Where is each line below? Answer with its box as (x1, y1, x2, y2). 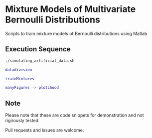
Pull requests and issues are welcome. (5, 127, 84, 133)
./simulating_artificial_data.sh (5, 58, 75, 63)
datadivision (5, 67, 32, 72)
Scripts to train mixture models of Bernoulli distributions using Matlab (5, 30, 148, 36)
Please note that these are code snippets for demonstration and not (5, 112, 144, 118)
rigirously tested (5, 118, 39, 124)
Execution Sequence (5, 45, 71, 53)
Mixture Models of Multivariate (5, 3, 136, 15)
